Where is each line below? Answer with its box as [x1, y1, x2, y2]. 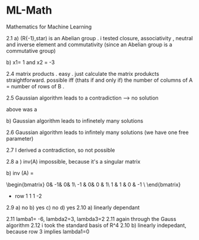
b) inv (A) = [6, 169, 34, 177]
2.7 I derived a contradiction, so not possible [6, 146, 115, 153]
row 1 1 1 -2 [14, 192, 42, 199]
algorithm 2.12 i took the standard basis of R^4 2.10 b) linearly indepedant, [6, 222, 187, 229]
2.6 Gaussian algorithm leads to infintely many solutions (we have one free [6, 129, 189, 136]
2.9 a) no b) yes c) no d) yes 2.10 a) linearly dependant [6, 204, 140, 211]
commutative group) [6, 47, 56, 54]
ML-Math [6, 4, 52, 17]
